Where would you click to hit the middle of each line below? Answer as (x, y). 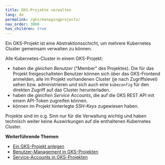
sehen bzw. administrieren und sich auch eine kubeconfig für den (81, 85)
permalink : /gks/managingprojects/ (43, 19)
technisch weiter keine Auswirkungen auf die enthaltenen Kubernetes (78, 121)
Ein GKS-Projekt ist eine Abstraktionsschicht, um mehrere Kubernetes (78, 43)
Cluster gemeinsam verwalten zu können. (49, 49)
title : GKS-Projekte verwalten (38, 10)
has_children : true (26, 29)
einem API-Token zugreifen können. (50, 101)
